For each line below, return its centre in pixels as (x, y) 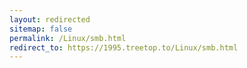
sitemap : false (41, 29)
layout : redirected (50, 19)
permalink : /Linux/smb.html (68, 38)
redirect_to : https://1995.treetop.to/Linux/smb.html (124, 47)
